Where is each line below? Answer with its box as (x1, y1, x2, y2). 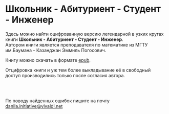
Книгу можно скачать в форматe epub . (5, 57, 91, 63)
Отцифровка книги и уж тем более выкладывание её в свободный (5, 67, 151, 73)
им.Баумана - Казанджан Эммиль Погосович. (5, 47, 107, 53)
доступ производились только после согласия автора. (5, 72, 125, 78)
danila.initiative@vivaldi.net (5, 103, 63, 109)
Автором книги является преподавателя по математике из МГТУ (5, 41, 148, 48)
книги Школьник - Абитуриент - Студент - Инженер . (5, 36, 124, 42)
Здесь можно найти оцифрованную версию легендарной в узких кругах (5, 31, 164, 37)
